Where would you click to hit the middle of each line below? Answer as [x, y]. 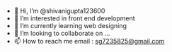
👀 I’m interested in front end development [75, 18]
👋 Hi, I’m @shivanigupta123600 [59, 11]
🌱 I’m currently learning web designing [70, 26]
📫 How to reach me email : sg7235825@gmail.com [89, 41]
